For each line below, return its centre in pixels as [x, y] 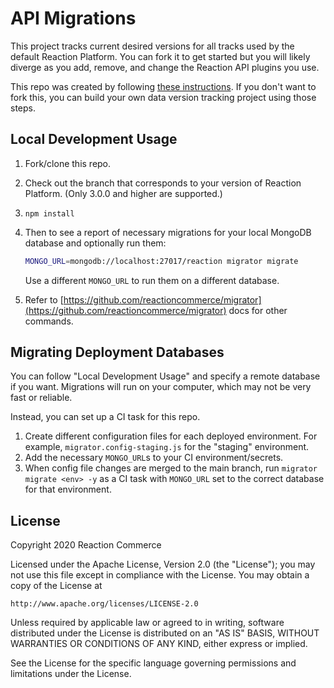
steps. [23, 108]
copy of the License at [56, 586]
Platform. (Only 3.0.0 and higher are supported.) [123, 193]
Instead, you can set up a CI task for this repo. [105, 417]
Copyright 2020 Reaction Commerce [86, 545]
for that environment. [68, 489]
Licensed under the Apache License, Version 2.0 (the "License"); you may [163, 564]
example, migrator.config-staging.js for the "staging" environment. [167, 447]
